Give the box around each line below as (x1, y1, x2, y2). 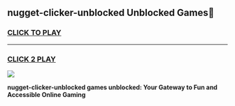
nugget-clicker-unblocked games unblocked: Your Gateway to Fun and (7, 83, 218, 91)
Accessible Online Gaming (7, 90, 86, 98)
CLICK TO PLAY (7, 28, 62, 38)
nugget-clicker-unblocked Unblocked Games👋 (7, 7, 215, 19)
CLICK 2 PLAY (7, 54, 56, 63)
